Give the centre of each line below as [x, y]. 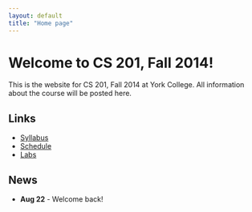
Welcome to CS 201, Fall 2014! [111, 63]
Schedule [36, 146]
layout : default [35, 16]
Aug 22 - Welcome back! [61, 199]
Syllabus [34, 138]
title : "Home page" [41, 23]
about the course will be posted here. [70, 94]
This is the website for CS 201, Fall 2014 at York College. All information [126, 85]
